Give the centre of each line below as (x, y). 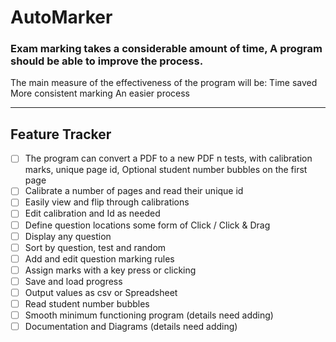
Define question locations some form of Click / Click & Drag (147, 225)
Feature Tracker (61, 134)
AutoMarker (61, 17)
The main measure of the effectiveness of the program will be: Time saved (164, 83)
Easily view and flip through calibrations (107, 202)
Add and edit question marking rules (99, 258)
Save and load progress (73, 281)
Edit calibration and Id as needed (92, 213)
